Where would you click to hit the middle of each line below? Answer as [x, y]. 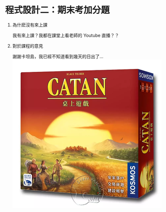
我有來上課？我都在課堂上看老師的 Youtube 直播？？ [66, 35]
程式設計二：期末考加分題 [58, 10]
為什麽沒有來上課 [30, 25]
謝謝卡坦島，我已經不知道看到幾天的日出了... [58, 56]
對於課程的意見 [28, 46]
